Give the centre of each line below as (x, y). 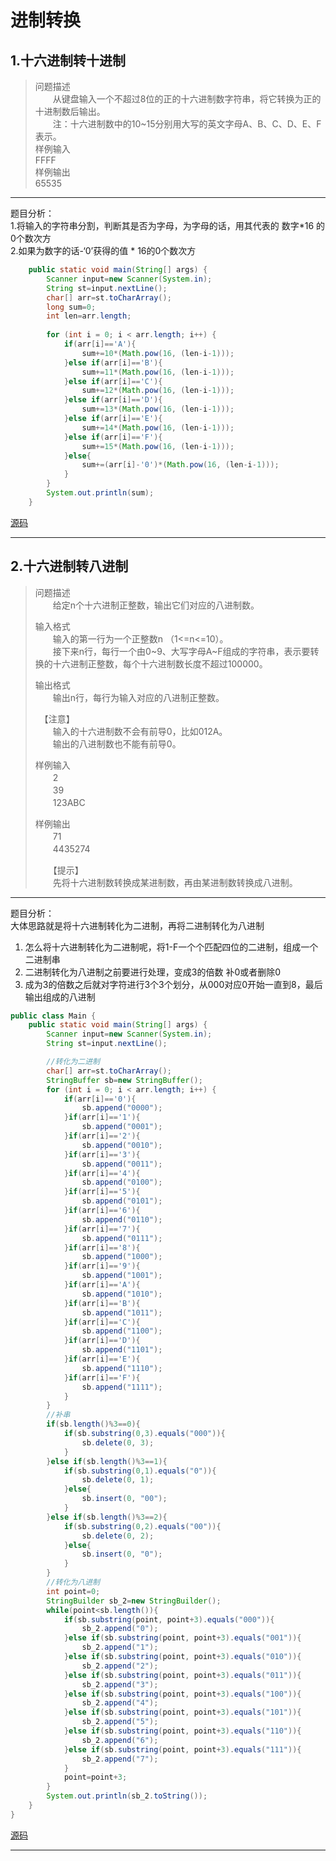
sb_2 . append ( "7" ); (120, 1759)
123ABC (69, 802)
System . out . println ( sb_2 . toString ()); (127, 1796)
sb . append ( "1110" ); (122, 1368)
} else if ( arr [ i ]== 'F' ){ (113, 437)
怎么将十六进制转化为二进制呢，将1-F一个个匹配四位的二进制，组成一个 (171, 947)
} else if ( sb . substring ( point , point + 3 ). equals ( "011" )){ (182, 1675)
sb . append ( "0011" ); (122, 1164)
